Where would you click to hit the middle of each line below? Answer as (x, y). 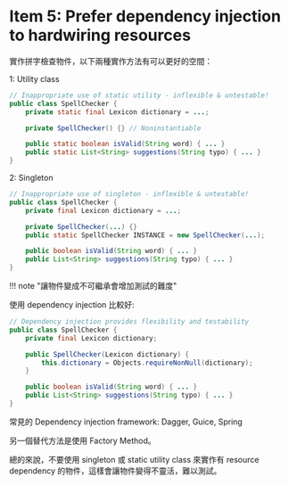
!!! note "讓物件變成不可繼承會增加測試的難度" (93, 286)
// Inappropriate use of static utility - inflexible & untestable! (139, 95)
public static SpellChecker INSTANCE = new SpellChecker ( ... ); (145, 235)
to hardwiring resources (100, 35)
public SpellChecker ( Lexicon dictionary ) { (107, 354)
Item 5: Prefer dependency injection (145, 16)
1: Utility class (34, 78)
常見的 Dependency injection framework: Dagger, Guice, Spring (126, 422)
